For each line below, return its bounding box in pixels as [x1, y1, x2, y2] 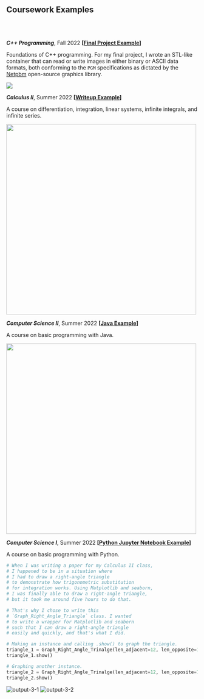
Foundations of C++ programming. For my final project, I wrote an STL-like [6, 51, 193, 58]
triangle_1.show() [6, 653, 53, 659]
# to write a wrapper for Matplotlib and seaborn [6, 619, 135, 625]
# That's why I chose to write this [6, 607, 99, 614]
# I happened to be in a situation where [6, 568, 113, 574]
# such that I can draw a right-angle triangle [6, 624, 129, 631]
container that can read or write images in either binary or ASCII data [6, 57, 178, 65]
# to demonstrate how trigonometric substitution [6, 580, 135, 586]
